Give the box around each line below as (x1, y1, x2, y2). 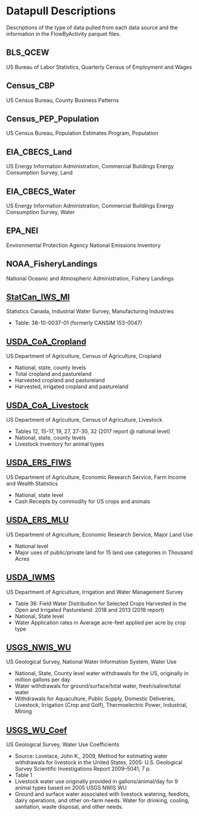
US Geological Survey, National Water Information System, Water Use (6, 658, 177, 666)
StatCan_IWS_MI (6, 292, 70, 302)
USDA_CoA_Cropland (6, 336, 86, 347)
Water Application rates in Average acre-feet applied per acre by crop (14, 619, 186, 626)
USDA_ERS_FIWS (6, 458, 71, 468)
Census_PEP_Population (6, 113, 99, 123)
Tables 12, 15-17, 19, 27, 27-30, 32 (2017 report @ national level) (14, 428, 171, 435)
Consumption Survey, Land (6, 169, 73, 177)
